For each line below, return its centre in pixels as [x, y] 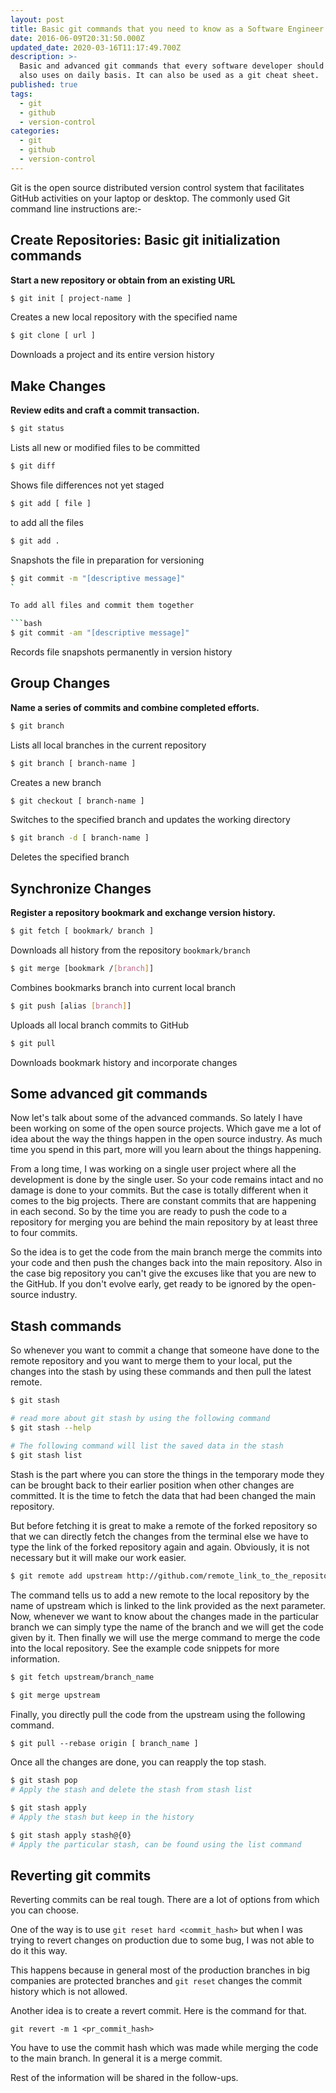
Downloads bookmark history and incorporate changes [124, 1062]
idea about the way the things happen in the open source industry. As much [166, 1139]
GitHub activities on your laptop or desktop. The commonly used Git [150, 198]
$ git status [37, 429]
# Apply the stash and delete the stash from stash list [131, 1790]
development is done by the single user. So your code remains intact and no [167, 1180]
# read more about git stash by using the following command [140, 1419]
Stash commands [66, 1326]
